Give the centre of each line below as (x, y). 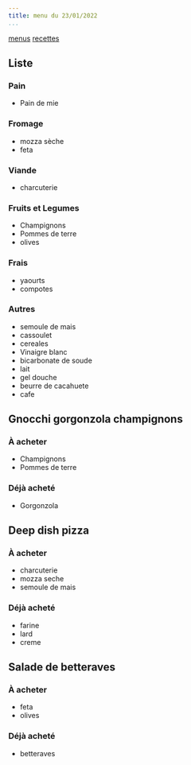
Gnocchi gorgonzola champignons (95, 419)
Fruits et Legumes (44, 208)
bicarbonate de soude (56, 360)
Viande (23, 170)
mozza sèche (42, 141)
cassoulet (36, 335)
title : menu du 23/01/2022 (53, 16)
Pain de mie (39, 103)
